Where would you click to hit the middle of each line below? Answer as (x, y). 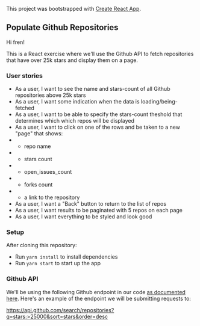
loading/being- (159, 102)
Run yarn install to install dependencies (66, 257)
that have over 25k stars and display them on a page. (72, 60)
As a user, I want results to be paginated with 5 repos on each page (98, 211)
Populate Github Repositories (62, 27)
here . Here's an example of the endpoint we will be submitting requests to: (99, 298)
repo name (37, 146)
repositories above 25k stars (50, 95)
